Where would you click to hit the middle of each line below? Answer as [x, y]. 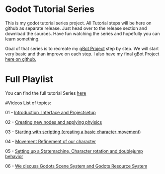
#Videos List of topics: [28, 103]
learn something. [22, 39]
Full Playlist [29, 80]
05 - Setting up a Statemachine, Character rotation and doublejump [74, 151]
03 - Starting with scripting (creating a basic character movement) [73, 132]
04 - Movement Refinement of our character [50, 141]
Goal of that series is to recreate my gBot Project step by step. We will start [82, 48]
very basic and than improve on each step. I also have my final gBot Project [82, 54]
